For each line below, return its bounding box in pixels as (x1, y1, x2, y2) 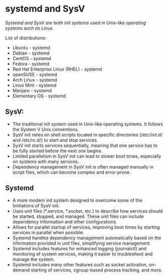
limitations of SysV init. (12, 202, 60, 208)
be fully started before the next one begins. (12, 147, 103, 154)
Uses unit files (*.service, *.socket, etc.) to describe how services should (12, 208, 163, 214)
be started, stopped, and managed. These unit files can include (12, 213, 144, 219)
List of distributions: (5, 35, 47, 41)
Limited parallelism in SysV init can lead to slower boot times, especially (12, 153, 161, 159)
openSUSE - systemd (12, 71, 57, 77)
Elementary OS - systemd (12, 93, 66, 99)
